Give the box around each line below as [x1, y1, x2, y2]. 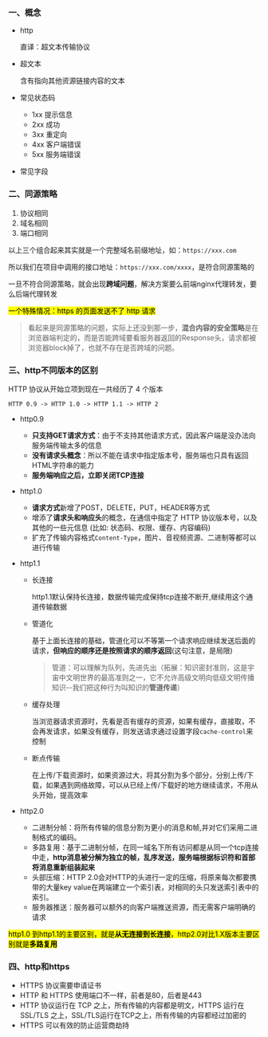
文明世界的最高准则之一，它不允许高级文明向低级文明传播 [65, 672, 255, 682]
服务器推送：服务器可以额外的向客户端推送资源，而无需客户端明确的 [31, 902, 256, 912]
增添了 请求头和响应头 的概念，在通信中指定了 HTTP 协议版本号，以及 [31, 513, 258, 522]
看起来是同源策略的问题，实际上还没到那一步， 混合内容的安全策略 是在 [27, 323, 259, 332]
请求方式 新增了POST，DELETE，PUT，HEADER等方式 [31, 502, 210, 512]
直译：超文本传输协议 [19, 42, 90, 52]
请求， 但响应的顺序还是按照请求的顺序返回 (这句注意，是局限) [31, 646, 233, 655]
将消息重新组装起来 [31, 862, 96, 872]
